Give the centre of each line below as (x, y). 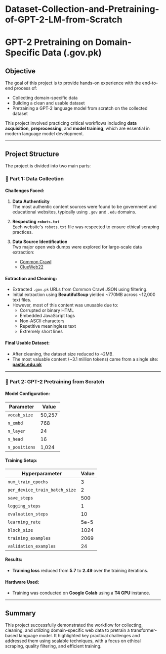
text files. (22, 300)
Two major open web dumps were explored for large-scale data (77, 247)
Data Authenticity (31, 201)
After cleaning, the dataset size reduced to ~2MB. (63, 354)
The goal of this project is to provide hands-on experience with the (73, 83)
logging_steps (24, 506)
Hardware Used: (22, 582)
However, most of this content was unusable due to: (65, 305)
